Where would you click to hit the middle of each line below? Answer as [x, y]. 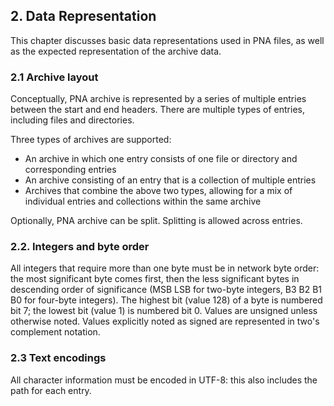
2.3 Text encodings [58, 358]
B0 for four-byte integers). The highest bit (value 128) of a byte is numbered [166, 300]
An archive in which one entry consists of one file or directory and [161, 159]
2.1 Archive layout [54, 77]
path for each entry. [51, 390]
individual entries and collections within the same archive [143, 201]
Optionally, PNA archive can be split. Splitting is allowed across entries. [156, 221]
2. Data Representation [83, 16]
